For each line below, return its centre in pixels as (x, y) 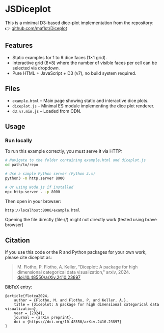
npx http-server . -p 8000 (33, 192)
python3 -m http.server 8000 (35, 178)
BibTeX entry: (19, 287)
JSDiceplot (28, 9)
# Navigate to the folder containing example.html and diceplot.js (76, 160)
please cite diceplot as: (28, 258)
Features (19, 46)
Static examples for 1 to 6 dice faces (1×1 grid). (59, 57)
